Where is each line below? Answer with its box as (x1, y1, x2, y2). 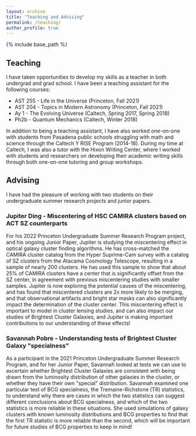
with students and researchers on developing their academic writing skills (6, 152, 183, 159)
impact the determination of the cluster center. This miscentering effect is (6, 301, 183, 308)
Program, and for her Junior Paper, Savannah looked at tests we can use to (6, 361, 187, 368)
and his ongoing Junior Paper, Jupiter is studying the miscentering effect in (6, 239, 187, 246)
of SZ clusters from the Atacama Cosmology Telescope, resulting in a (6, 257, 173, 264)
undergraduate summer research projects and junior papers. (6, 197, 152, 204)
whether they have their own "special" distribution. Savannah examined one (6, 380, 188, 387)
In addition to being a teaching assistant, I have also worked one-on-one (6, 127, 180, 135)
